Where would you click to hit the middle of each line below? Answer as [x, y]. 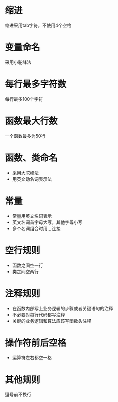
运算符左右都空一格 [32, 358]
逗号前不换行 [18, 395]
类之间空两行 [25, 271]
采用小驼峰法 [18, 62]
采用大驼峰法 [25, 173]
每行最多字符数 [36, 84]
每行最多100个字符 [24, 99]
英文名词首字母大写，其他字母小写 [47, 222]
